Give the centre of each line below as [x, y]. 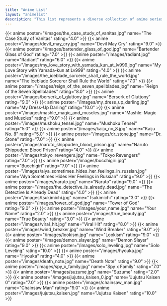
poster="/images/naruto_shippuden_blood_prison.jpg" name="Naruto [77, 145]
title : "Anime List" [27, 10]
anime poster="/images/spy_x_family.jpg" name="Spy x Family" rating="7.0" [83, 267]
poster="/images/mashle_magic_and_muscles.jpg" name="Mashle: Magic [81, 113]
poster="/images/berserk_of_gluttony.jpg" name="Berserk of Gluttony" [78, 97]
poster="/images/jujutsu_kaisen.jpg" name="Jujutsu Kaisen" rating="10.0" [81, 293]
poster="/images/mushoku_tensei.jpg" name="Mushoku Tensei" [71, 123]
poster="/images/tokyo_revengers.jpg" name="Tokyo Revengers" [73, 155]
